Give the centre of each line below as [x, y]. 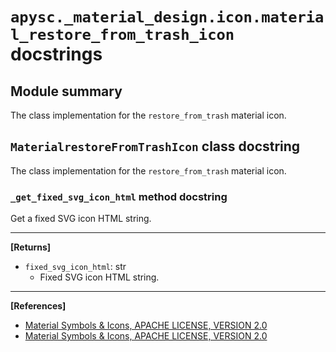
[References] [38, 306]
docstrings [56, 54]
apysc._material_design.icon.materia [167, 17]
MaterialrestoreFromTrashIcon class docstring [155, 146]
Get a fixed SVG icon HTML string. [81, 219]
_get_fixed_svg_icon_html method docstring [119, 196]
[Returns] [31, 247]
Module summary [66, 91]
